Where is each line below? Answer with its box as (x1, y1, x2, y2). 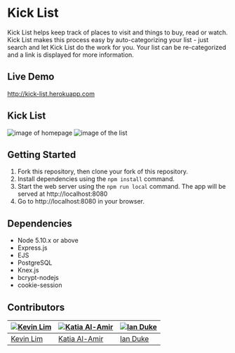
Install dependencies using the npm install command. (17, 175, 175, 183)
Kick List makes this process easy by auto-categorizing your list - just (7, 35, 209, 44)
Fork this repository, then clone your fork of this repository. (17, 167, 188, 176)
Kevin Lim (11, 334, 43, 343)
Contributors (7, 301, 65, 313)
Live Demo (7, 71, 55, 83)
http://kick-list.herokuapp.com (7, 89, 95, 98)
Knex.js (17, 266, 39, 274)
